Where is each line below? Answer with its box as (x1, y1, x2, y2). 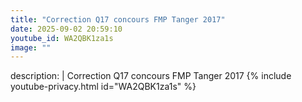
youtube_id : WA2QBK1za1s (10, 33, 114, 43)
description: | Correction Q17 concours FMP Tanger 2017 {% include (10, 70, 292, 82)
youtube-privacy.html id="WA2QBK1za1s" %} (10, 81, 197, 93)
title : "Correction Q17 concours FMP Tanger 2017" (10, 14, 226, 25)
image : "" (10, 42, 52, 53)
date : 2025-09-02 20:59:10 (10, 24, 123, 34)
